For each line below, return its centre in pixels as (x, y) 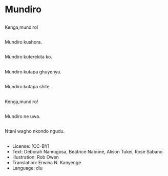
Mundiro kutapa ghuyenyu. (33, 72)
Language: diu (27, 168)
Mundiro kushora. (23, 42)
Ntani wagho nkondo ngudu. (35, 131)
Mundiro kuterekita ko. (28, 57)
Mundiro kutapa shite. (28, 87)
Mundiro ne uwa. (23, 116)
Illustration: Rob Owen (36, 157)
